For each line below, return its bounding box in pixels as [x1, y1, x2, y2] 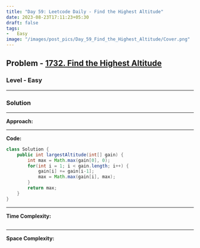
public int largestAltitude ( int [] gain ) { [17, 152, 124, 158]
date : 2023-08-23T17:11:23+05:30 [6, 14, 89, 20]
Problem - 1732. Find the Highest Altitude [6, 58, 162, 68]
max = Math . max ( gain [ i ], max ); [37, 174, 116, 180]
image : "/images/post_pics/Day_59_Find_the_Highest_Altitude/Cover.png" [6, 36, 190, 42]
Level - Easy [6, 76, 43, 84]
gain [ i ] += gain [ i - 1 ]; [37, 168, 95, 174]
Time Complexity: [6, 212, 52, 219]
